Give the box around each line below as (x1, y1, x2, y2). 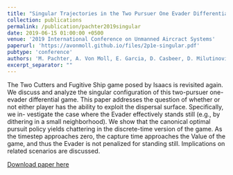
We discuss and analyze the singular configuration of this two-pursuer (7, 88, 209, 96)
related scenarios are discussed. (7, 147, 101, 155)
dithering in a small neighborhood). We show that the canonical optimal (7, 117, 211, 125)
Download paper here (7, 160, 69, 168)
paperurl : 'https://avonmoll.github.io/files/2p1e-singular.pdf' (7, 42, 200, 49)
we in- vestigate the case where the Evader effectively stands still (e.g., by (7, 110, 221, 118)
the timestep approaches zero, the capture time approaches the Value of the (7, 132, 226, 140)
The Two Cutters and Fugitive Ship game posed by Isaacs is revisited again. (7, 80, 223, 89)
